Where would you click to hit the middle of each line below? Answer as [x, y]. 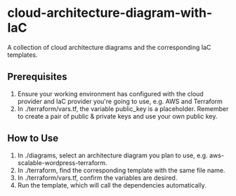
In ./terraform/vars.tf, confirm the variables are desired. [97, 178]
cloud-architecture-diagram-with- [110, 13]
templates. [22, 55]
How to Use [33, 138]
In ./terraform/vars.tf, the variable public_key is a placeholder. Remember [123, 109]
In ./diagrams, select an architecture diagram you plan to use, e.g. [113, 155]
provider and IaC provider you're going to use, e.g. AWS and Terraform [120, 101]
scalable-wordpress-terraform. [62, 162]
